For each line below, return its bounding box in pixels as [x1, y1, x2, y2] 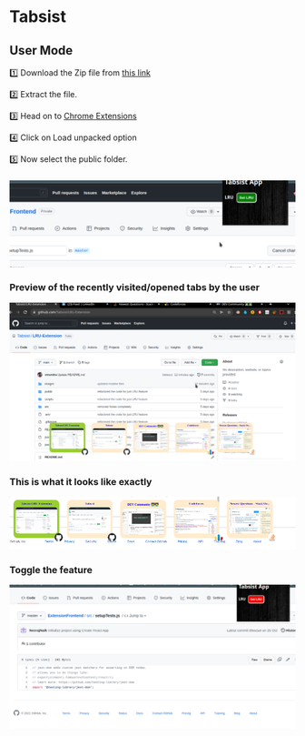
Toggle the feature [9, 563, 93, 576]
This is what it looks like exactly [9, 475, 152, 488]
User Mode [9, 43, 74, 58]
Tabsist [9, 6, 66, 27]
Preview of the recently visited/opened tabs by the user [9, 281, 261, 294]
